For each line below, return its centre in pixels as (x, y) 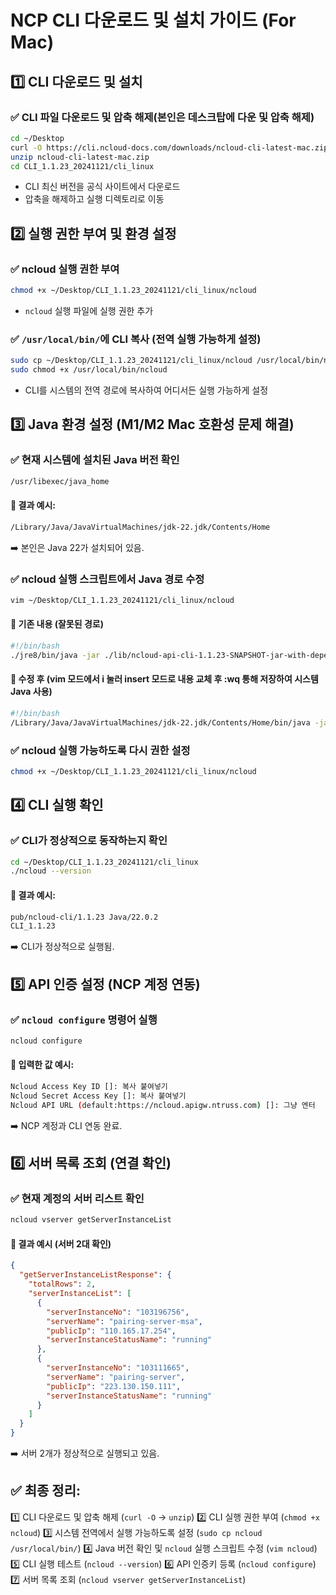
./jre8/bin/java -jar (55, 655)
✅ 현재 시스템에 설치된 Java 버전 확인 (95, 460)
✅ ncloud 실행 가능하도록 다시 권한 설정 (100, 750)
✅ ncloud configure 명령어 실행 (84, 1019)
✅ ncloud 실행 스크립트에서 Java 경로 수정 (107, 579)
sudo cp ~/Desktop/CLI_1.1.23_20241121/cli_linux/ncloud (131, 361)
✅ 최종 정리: (46, 1491)
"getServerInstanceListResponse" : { (95, 1275)
